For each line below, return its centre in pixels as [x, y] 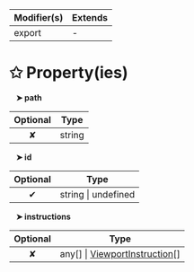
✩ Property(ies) [69, 73]
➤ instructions [44, 216]
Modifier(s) [39, 18]
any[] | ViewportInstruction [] [120, 253]
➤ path [29, 97]
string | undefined [97, 194]
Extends [89, 18]
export [28, 33]
